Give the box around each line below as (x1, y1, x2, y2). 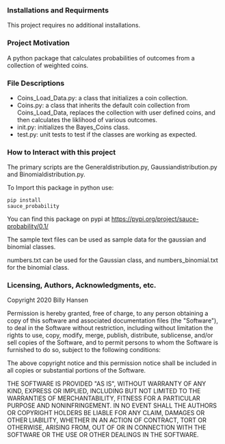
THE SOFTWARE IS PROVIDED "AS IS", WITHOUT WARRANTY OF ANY (7, 379, 207, 388)
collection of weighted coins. (7, 61, 89, 69)
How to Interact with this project (7, 147, 116, 156)
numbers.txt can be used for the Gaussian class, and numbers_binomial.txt (7, 256, 218, 264)
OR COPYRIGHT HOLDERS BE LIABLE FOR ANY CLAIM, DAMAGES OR (7, 409, 205, 417)
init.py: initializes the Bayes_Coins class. (16, 123, 130, 131)
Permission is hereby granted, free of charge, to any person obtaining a (7, 309, 209, 318)
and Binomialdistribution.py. (7, 170, 85, 178)
